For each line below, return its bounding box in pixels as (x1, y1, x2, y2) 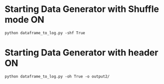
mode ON (4, 14, 44, 25)
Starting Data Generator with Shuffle (4, 3, 159, 15)
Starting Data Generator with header (4, 47, 159, 58)
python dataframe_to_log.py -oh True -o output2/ (4, 74, 110, 79)
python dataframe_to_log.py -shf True (4, 30, 85, 35)
